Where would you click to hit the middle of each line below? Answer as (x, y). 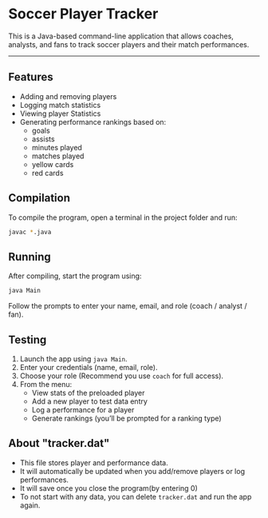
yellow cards (53, 164)
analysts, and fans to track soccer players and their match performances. (129, 44)
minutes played (57, 147)
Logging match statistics (60, 105)
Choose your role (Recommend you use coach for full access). (122, 376)
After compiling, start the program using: (75, 276)
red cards (47, 173)
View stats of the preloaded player (88, 392)
